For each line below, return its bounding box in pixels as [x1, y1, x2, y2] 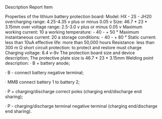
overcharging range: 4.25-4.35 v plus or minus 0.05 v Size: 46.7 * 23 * [5, 19, 147, 24]
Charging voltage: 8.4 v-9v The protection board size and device [5, 50, 135, 56]
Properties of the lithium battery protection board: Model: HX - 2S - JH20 [5, 14, 152, 19]
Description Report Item [5, 4, 53, 10]
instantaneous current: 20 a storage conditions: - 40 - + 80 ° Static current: [5, 34, 157, 40]
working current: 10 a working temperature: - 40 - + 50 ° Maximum [5, 29, 140, 35]
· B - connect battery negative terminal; [5, 70, 84, 75]
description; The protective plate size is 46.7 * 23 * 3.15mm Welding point [5, 55, 154, 60]
